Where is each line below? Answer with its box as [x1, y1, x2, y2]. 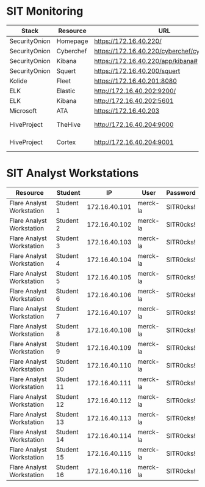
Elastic [56, 86, 76, 95]
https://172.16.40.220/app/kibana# [94, 56, 198, 65]
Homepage [56, 37, 88, 45]
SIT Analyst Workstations [6, 167, 139, 180]
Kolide [9, 77, 27, 85]
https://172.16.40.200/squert [94, 66, 181, 75]
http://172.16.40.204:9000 [94, 120, 174, 129]
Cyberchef [56, 47, 87, 55]
